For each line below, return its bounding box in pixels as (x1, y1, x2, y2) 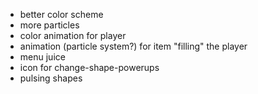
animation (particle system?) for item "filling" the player (19, 40, 248, 52)
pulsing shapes (19, 72, 83, 84)
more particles (19, 19, 80, 31)
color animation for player (19, 30, 127, 41)
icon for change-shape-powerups (19, 62, 160, 73)
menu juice (19, 51, 66, 63)
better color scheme (19, 9, 104, 20)
